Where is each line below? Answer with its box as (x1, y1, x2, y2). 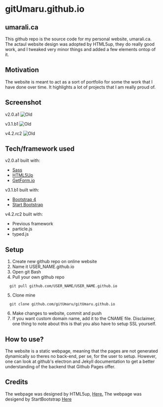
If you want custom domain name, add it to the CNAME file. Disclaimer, (12, 316, 156, 322)
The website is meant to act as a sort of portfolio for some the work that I (5, 79, 153, 84)
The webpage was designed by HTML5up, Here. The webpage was (5, 391, 142, 397)
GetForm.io (12, 178, 35, 184)
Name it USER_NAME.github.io (12, 264, 75, 270)
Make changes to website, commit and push (12, 310, 102, 316)
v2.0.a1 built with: (5, 158, 40, 163)
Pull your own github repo (12, 274, 65, 280)
